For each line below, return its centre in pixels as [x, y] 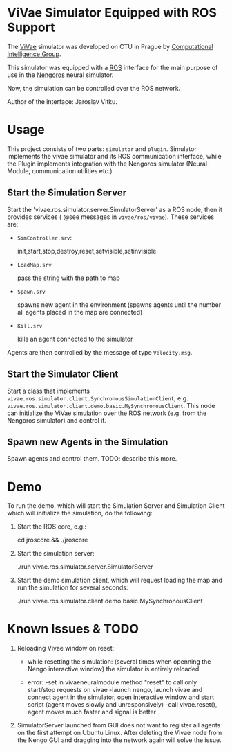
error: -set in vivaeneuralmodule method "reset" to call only [112, 682]
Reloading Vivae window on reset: [66, 648]
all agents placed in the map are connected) [80, 312]
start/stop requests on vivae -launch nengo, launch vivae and [115, 690]
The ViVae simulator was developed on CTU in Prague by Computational [110, 46]
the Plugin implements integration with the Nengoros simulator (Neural [107, 164]
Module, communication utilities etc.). [61, 170]
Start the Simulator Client [63, 374]
